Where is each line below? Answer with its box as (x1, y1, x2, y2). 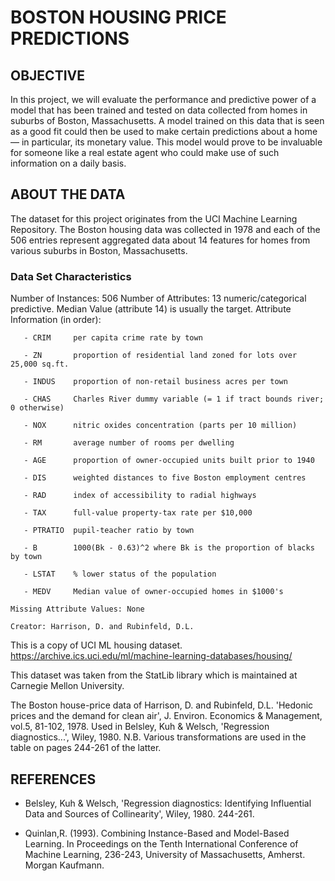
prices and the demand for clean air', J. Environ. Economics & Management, (10, 710, 323, 722)
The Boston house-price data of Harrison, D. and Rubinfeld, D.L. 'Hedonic (10, 699, 314, 711)
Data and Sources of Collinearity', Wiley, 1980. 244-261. (24, 807, 255, 820)
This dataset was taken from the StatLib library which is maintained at (10, 669, 298, 681)
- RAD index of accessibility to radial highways (23, 491, 257, 501)
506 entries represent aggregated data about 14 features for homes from (10, 234, 311, 246)
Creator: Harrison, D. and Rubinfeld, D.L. (10, 622, 195, 632)
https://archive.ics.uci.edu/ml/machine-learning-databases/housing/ (10, 650, 293, 662)
